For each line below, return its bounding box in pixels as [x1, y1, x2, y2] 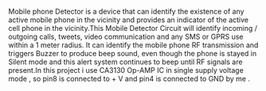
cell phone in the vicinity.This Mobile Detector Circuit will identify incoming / [8, 24, 257, 32]
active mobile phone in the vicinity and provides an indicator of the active [8, 15, 249, 25]
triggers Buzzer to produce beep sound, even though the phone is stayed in [8, 49, 257, 58]
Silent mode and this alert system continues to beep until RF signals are [8, 57, 243, 66]
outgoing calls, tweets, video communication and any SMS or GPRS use [8, 32, 244, 41]
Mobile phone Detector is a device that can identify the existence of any [8, 7, 244, 16]
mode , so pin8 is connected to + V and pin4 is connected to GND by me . [8, 74, 251, 83]
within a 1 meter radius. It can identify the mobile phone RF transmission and [8, 40, 259, 50]
